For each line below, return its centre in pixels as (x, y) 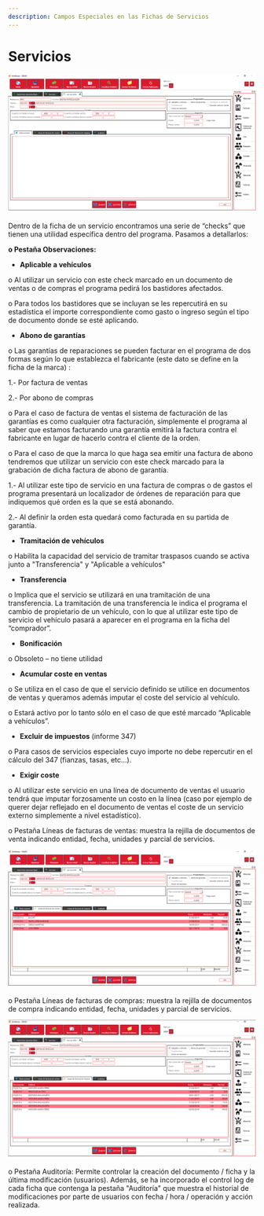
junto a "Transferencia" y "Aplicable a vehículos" (87, 564)
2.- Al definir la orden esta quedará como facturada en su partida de (119, 517)
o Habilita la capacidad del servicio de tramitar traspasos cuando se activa (129, 556)
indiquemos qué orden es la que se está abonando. (91, 501)
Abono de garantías (52, 335)
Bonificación (41, 643)
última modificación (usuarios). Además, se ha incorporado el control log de (131, 1180)
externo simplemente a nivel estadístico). (75, 815)
